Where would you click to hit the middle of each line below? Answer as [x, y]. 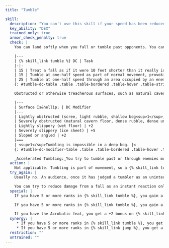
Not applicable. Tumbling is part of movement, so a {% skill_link [86, 168]
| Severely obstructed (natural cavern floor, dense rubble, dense [86, 121]
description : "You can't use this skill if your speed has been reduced [88, 24]
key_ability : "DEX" [30, 28]
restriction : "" [27, 232]
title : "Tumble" [22, 10]
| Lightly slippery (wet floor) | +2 [54, 126]
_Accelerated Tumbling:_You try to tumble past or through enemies [86, 159]
